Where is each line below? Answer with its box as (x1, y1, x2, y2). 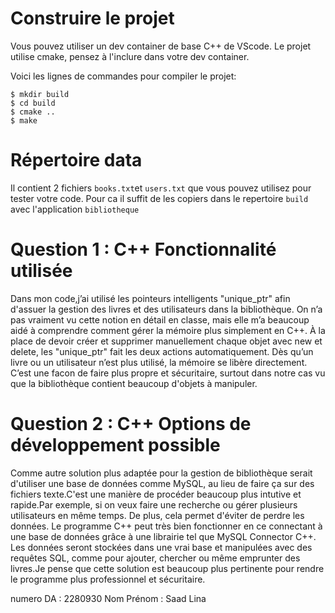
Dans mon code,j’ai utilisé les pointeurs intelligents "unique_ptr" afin (10, 292, 291, 304)
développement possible (10, 434, 221, 456)
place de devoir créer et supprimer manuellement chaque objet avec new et (10, 335, 323, 347)
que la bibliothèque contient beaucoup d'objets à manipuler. (10, 377, 258, 389)
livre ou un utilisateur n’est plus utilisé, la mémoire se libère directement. (10, 356, 308, 368)
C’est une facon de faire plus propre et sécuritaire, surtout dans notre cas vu (10, 367, 326, 379)
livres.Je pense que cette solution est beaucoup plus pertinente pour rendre (10, 562, 325, 574)
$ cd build (10, 98, 56, 108)
